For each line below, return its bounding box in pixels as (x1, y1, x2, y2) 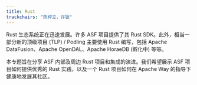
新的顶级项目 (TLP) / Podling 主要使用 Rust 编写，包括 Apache (16, 38, 168, 45)
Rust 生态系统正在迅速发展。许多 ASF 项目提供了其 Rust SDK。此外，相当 (6, 30, 185, 38)
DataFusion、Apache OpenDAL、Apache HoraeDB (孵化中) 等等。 (6, 45, 167, 53)
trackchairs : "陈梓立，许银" (6, 14, 73, 20)
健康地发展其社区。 (6, 73, 53, 80)
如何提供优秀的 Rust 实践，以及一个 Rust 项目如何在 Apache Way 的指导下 (11, 65, 192, 72)
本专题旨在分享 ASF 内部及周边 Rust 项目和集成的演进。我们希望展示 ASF (6, 58, 184, 65)
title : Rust (6, 8, 35, 15)
